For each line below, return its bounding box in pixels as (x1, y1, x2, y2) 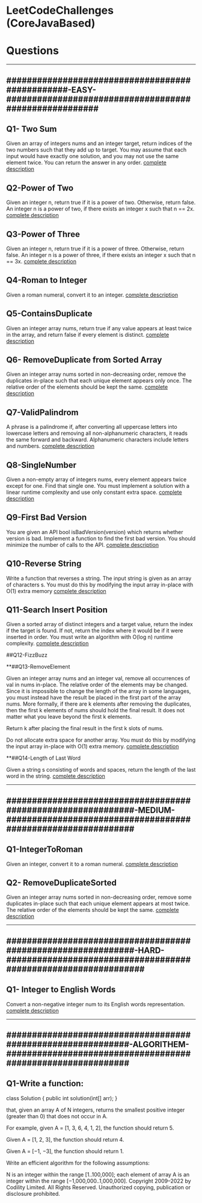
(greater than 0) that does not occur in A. (6, 1112, 108, 1119)
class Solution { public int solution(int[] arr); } (6, 1094, 118, 1101)
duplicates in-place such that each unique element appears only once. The (6, 377, 192, 384)
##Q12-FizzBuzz (6, 651, 48, 659)
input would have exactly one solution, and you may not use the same (6, 153, 179, 160)
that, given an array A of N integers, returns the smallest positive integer (6, 1106, 185, 1113)
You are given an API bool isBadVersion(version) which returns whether (6, 528, 183, 535)
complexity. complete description (6, 640, 89, 647)
